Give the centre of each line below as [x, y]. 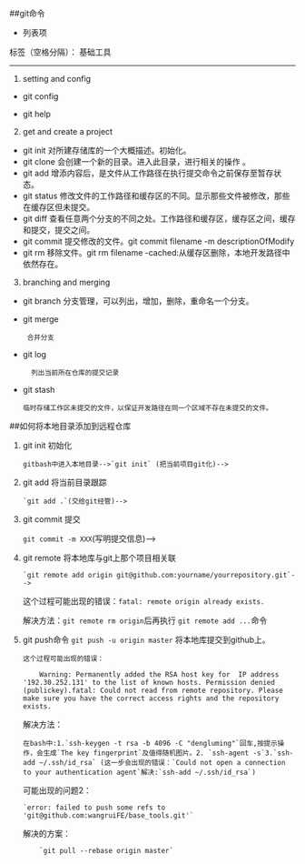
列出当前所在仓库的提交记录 [75, 373]
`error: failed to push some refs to [94, 808]
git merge [40, 319]
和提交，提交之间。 [59, 230]
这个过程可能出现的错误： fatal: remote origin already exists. [143, 601]
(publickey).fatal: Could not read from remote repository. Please [152, 690]
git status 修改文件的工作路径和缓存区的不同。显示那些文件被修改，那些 [156, 196]
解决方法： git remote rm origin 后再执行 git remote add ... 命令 [145, 620]
